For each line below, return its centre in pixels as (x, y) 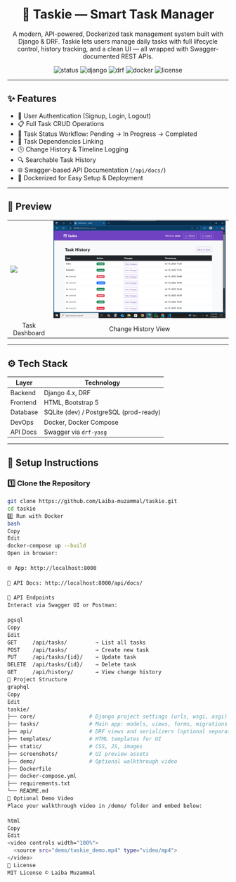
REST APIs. (137, 56)
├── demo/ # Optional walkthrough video (92, 761)
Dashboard (29, 333)
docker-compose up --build (47, 546)
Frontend (24, 403)
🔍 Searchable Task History (57, 160)
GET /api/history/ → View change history (84, 672)
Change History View (139, 329)
